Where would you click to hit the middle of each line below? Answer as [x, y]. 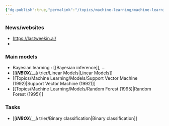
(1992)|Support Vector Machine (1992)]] [54, 84]
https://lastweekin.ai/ [34, 38]
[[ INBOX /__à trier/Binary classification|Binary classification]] [75, 118]
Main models [21, 57]
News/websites [25, 27]
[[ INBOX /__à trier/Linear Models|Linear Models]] [63, 73]
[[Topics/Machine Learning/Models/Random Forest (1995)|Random [82, 89]
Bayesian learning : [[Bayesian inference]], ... [59, 68]
